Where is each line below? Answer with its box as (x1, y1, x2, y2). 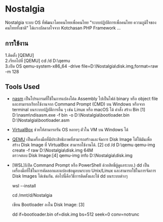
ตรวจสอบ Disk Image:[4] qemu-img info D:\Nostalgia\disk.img (12, 152, 133, 158)
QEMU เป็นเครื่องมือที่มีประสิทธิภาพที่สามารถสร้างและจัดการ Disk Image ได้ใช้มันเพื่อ (12, 136, 152, 142)
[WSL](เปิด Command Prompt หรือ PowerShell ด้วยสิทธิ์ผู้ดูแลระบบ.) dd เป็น (12, 162, 150, 168)
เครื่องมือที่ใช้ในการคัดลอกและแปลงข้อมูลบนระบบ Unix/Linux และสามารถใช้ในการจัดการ (12, 168, 157, 173)
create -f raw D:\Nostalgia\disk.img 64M (12, 147, 93, 153)
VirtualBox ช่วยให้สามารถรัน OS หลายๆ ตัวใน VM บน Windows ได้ (12, 126, 128, 132)
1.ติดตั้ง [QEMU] (5, 52, 34, 58)
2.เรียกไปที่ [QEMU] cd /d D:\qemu (5, 57, 71, 64)
